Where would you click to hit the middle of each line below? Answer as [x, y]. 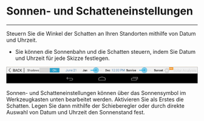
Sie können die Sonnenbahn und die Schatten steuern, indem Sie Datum [105, 51]
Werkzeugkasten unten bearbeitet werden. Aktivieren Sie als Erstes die [95, 99]
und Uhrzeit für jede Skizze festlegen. [63, 58]
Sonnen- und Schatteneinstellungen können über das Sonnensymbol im [96, 93]
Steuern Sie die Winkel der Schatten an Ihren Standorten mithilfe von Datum [101, 33]
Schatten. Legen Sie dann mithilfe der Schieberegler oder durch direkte [96, 106]
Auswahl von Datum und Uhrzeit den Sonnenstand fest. [76, 112]
